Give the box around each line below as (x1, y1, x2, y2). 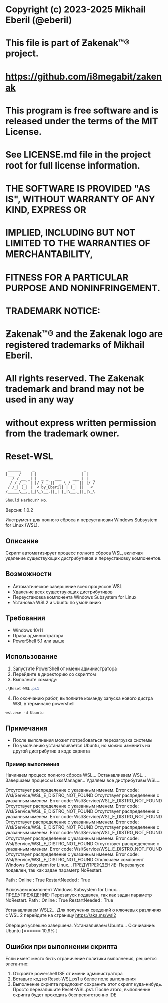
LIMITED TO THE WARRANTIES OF (5, 238, 150, 249)
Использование (5, 652, 58, 661)
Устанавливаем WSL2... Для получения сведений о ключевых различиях (5, 907, 162, 913)
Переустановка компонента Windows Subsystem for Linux (12, 594, 137, 600)
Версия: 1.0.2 (5, 507, 34, 513)
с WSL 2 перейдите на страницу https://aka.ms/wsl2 (5, 912, 116, 918)
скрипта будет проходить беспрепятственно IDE (12, 992, 117, 998)
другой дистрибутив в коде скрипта (12, 748, 90, 754)
